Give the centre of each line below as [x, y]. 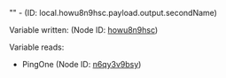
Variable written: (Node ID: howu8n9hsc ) [84, 30]
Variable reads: [37, 47]
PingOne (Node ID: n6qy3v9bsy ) [82, 64]
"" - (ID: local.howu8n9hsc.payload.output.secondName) [113, 13]
